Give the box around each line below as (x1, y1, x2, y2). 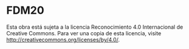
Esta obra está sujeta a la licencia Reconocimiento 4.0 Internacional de (6, 23, 184, 30)
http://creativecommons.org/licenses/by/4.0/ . (6, 36, 120, 43)
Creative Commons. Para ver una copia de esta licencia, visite (6, 29, 162, 36)
